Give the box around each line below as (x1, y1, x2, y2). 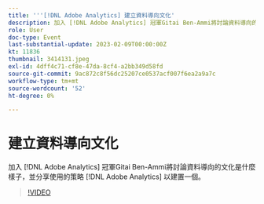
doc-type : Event (8, 33, 61, 42)
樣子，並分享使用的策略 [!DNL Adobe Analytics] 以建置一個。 (8, 172, 206, 181)
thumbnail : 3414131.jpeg (8, 56, 90, 64)
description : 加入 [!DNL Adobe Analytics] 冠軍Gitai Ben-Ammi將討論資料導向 (8, 19, 252, 27)
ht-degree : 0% (8, 92, 55, 100)
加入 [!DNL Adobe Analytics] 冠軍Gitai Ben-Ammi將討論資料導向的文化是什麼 (8, 162, 256, 172)
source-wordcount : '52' (8, 84, 86, 93)
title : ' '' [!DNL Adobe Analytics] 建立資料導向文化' (8, 11, 175, 20)
